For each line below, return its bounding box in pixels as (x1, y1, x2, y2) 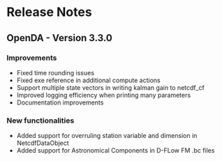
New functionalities (6, 116, 75, 125)
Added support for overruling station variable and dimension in (16, 132, 198, 140)
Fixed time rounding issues (16, 68, 95, 77)
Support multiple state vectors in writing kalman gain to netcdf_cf (16, 83, 205, 91)
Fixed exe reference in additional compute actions (16, 76, 161, 84)
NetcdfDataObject (16, 139, 69, 147)
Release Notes (6, 4, 92, 20)
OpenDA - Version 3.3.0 (6, 32, 112, 44)
